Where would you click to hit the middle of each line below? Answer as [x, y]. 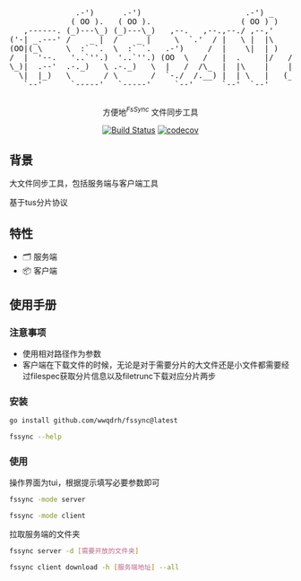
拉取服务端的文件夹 [45, 534]
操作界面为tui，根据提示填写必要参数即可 [85, 482]
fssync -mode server [48, 500]
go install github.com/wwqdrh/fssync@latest [94, 421]
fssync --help [36, 437]
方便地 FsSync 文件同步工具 [150, 111]
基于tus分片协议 [39, 203]
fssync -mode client [48, 516]
